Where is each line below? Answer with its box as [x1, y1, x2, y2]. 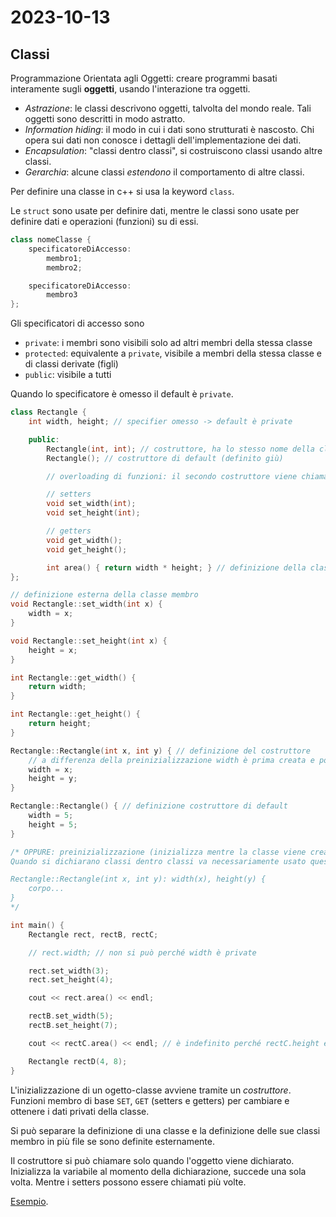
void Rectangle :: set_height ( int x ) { [10, 636, 168, 646]
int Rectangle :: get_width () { [10, 672, 137, 683]
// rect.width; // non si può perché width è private [28, 947, 257, 958]
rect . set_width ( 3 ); [28, 966, 110, 976]
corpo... [28, 884, 65, 894]
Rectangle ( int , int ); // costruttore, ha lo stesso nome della [46, 444, 315, 454]
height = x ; [28, 645, 78, 655]
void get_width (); [46, 535, 123, 545]
